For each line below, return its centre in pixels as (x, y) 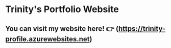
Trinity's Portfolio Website (62, 9)
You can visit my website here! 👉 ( (62, 29)
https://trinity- (142, 29)
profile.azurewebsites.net (47, 39)
